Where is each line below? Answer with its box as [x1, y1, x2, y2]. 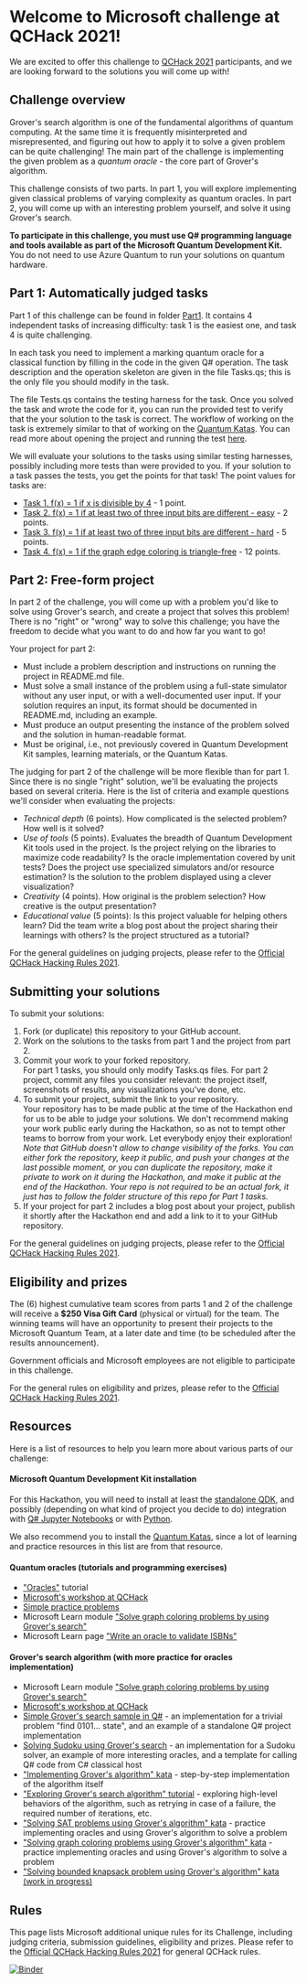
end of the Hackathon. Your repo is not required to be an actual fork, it [22, 1182, 290, 1193]
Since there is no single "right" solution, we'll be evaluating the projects [9, 776, 279, 788]
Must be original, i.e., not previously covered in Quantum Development [22, 739, 289, 750]
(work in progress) [22, 1876, 93, 1887]
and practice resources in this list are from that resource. [9, 1541, 224, 1552]
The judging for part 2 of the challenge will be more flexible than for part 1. [9, 766, 290, 777]
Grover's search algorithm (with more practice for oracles [9, 1651, 233, 1662]
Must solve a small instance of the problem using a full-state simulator [22, 681, 288, 691]
